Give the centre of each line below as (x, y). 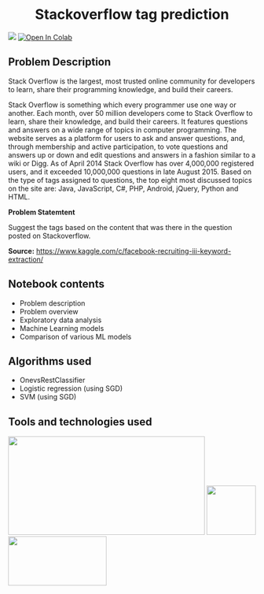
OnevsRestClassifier (52, 381)
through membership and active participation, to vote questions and (118, 147)
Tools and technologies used (80, 422)
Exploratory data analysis (60, 320)
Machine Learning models (62, 328)
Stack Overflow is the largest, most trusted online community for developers (132, 81)
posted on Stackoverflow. (49, 236)
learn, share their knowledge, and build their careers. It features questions (128, 121)
